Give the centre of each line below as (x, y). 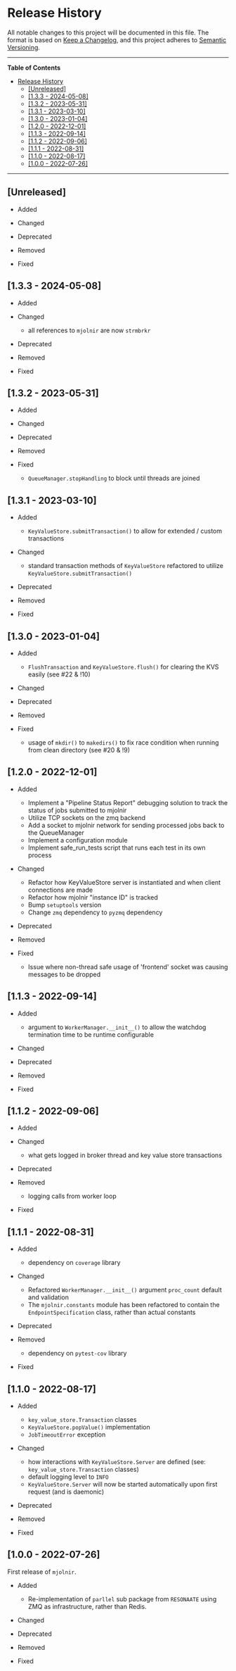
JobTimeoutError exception (67, 1434)
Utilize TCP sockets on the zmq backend (87, 817)
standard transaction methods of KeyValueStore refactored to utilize (125, 566)
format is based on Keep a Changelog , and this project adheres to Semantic (117, 39)
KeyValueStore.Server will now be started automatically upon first (123, 1484)
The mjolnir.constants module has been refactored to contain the (124, 1305)
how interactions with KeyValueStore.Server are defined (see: (117, 1462)
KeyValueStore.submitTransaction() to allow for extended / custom (125, 531)
